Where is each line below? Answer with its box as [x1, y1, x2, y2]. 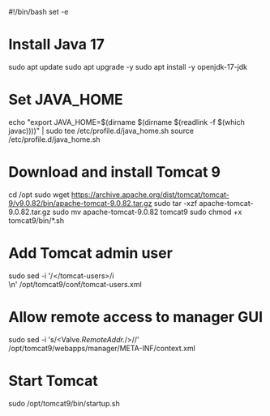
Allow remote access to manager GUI [8, 307, 264, 326]
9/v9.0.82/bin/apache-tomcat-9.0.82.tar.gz [8, 198, 152, 208]
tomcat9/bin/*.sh [8, 215, 65, 225]
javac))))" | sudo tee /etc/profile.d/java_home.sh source [8, 126, 195, 135]
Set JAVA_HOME [8, 91, 123, 109]
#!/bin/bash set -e [8, 7, 69, 16]
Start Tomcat [8, 371, 99, 390]
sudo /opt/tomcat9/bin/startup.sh [8, 398, 120, 408]
